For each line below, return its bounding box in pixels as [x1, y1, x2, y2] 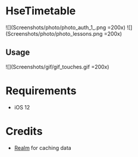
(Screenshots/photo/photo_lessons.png [5, 30, 103, 37]
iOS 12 [14, 103, 30, 111]
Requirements [5, 84, 77, 98]
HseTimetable [5, 4, 76, 18]
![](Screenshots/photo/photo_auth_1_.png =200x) [5, 24, 126, 31]
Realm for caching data [14, 144, 72, 151]
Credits [5, 124, 43, 138]
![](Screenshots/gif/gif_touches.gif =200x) [5, 63, 109, 70]
